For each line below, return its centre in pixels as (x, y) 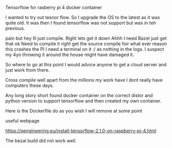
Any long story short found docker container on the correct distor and (79, 95)
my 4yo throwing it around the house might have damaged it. (70, 54)
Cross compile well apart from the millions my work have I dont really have (84, 80)
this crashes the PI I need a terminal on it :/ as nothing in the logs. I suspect (85, 49)
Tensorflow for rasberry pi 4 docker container (54, 7)
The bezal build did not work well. (41, 141)
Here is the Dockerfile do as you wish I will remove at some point (74, 111)
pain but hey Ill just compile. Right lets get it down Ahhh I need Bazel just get (86, 38)
